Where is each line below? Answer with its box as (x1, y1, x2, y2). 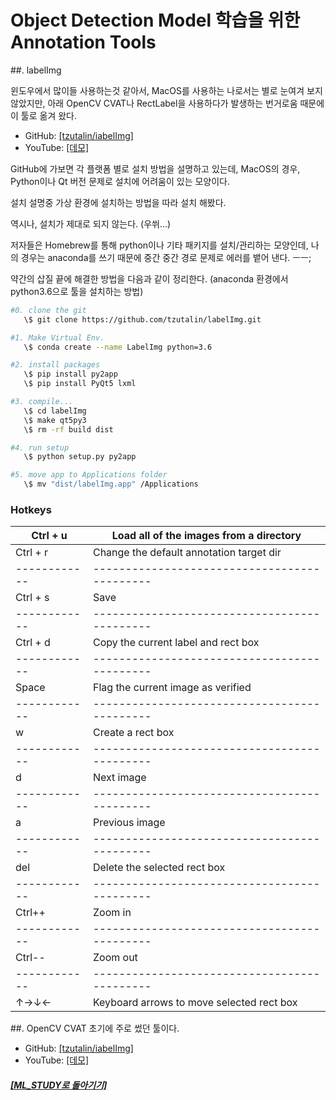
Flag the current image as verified (92, 681, 252, 695)
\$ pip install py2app (23, 369, 118, 380)
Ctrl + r (15, 546, 49, 560)
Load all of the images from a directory (111, 529, 302, 543)
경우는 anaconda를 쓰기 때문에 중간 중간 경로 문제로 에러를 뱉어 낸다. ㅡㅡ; (20, 251, 312, 263)
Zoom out (92, 951, 138, 965)
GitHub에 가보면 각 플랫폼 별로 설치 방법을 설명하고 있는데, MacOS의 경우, (10, 162, 301, 175)
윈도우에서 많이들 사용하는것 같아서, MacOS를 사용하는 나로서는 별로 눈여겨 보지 (10, 84, 323, 96)
